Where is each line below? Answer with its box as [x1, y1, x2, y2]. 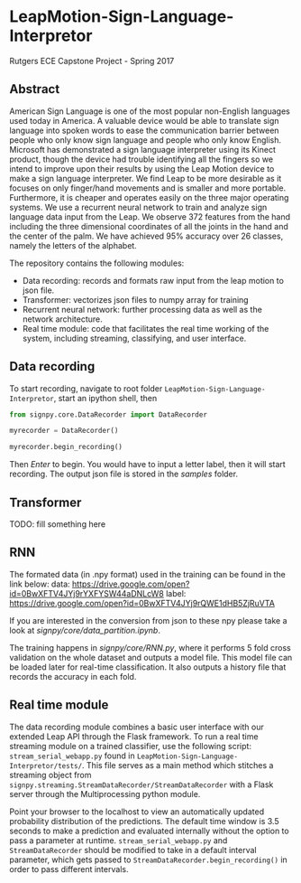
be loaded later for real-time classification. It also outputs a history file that [9, 662, 287, 672]
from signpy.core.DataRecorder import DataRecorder [9, 409, 207, 419]
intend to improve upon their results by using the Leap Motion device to [9, 163, 275, 174]
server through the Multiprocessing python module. [9, 788, 201, 799]
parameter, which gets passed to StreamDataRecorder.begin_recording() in [9, 854, 288, 865]
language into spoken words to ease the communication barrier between [9, 125, 279, 136]
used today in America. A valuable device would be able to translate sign [9, 115, 279, 126]
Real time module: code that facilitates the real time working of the [22, 323, 269, 333]
